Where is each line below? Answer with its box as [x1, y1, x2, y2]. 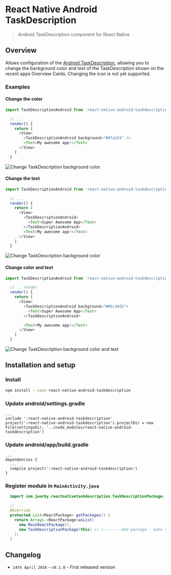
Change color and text [5, 264, 53, 270]
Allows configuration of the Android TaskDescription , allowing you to [5, 60, 149, 66]
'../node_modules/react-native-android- [46, 425, 133, 430]
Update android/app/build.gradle [5, 441, 89, 448]
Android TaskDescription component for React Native [17, 31, 130, 37]
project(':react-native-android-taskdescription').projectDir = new [5, 420, 154, 425]
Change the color [5, 96, 43, 102]
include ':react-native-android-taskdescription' [5, 416, 113, 421]
